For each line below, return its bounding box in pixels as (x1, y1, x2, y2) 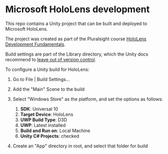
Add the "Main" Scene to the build (12, 86, 85, 92)
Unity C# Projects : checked (20, 133, 80, 139)
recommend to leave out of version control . (5, 56, 97, 62)
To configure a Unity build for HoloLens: (5, 66, 89, 72)
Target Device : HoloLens (20, 111, 74, 117)
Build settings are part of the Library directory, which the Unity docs (5, 51, 149, 57)
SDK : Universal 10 (20, 106, 59, 112)
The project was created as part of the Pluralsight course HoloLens (5, 36, 147, 42)
